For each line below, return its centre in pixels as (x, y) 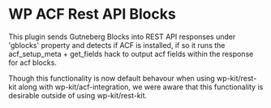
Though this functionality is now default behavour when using (112, 78)
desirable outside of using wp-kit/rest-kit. (78, 95)
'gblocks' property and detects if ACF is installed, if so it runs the (117, 45)
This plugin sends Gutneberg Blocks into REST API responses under (122, 37)
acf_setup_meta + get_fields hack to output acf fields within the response (131, 54)
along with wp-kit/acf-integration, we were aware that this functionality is (141, 87)
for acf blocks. (32, 63)
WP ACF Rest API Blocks (92, 14)
